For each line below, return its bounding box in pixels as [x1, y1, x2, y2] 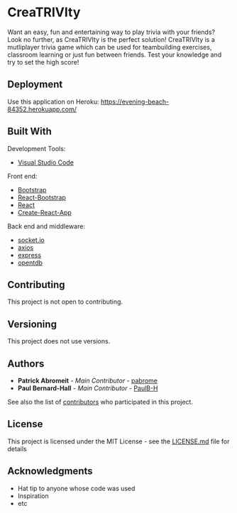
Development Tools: [7, 144, 66, 153]
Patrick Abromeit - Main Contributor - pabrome [17, 377, 158, 385]
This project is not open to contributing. [7, 297, 123, 306]
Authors [7, 358, 45, 370]
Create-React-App [17, 208, 72, 216]
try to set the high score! [7, 57, 79, 66]
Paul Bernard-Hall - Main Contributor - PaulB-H [17, 384, 158, 392]
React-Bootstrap [17, 193, 66, 202]
